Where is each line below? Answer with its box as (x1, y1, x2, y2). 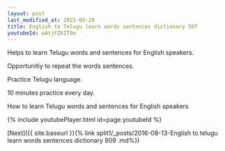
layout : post (7, 10, 45, 17)
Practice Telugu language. (7, 75, 82, 84)
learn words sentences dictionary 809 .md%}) (7, 136, 140, 145)
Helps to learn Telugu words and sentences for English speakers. (7, 48, 194, 57)
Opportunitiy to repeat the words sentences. (7, 62, 134, 70)
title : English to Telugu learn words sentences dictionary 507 (7, 23, 198, 30)
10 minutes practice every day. (7, 89, 95, 97)
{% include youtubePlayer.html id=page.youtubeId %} (7, 116, 162, 124)
